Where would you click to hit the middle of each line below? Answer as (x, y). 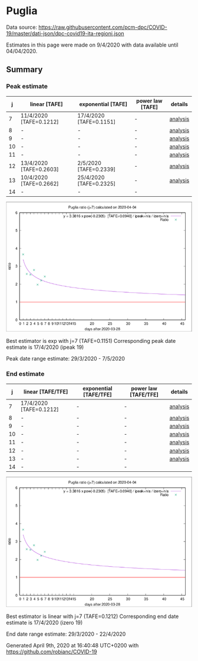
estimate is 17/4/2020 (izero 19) (44, 622)
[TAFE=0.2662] (39, 183)
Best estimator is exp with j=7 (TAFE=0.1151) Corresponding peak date (91, 341)
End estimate (25, 374)
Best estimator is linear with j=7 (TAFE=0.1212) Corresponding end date (93, 616)
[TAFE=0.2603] (39, 169)
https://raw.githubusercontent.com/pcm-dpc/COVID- (103, 27)
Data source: (22, 27)
